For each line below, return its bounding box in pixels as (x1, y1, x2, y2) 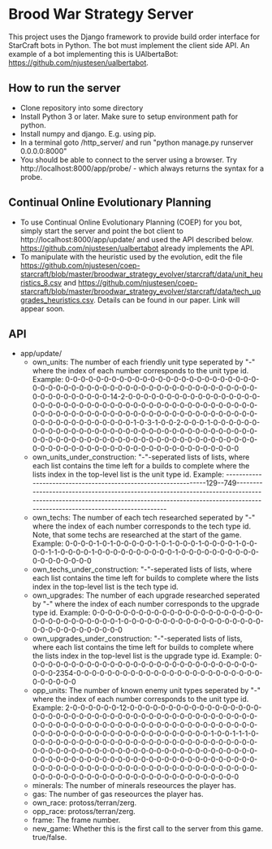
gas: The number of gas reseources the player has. (32, 790, 204, 799)
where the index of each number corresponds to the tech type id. (32, 521, 252, 531)
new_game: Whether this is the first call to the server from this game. (32, 824, 264, 834)
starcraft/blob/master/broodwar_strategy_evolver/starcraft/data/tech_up (19, 286, 261, 296)
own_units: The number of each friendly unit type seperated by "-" (32, 357, 256, 367)
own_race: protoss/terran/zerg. (32, 798, 137, 808)
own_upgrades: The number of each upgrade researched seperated (32, 590, 261, 600)
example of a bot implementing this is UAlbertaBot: (8, 49, 179, 59)
